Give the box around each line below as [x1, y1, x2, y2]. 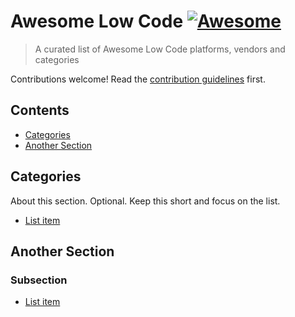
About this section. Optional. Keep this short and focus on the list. [10, 195, 281, 207]
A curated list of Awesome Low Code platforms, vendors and [34, 43, 286, 55]
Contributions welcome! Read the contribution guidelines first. [10, 73, 266, 85]
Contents [10, 102, 70, 119]
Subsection [10, 273, 68, 287]
